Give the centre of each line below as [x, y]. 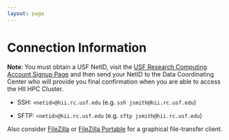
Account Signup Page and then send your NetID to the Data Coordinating [111, 74]
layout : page [26, 13]
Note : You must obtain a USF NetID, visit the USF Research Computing [107, 67]
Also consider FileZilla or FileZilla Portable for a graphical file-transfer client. [115, 129]
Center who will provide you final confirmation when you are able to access [114, 81]
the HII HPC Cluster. [35, 89]
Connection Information [77, 47]
